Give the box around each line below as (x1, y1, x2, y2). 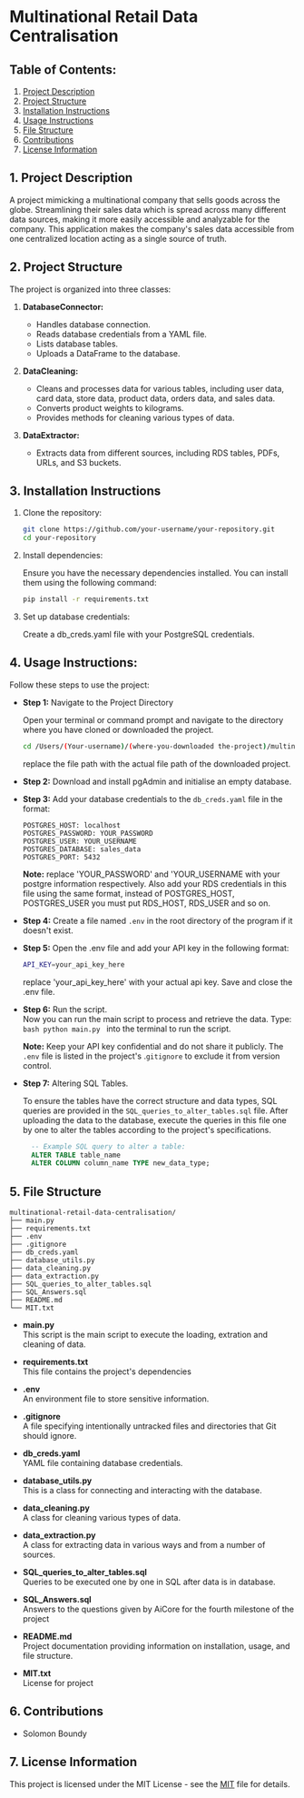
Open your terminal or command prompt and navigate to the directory (22, 714, 284, 725)
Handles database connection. (35, 318, 152, 329)
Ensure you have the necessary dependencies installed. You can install (22, 568, 289, 578)
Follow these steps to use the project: (9, 679, 150, 690)
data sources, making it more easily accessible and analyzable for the (9, 214, 270, 225)
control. (22, 1060, 52, 1070)
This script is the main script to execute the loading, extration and (22, 1330, 269, 1341)
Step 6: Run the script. (22, 1003, 107, 1015)
